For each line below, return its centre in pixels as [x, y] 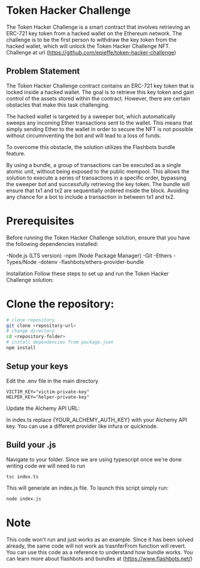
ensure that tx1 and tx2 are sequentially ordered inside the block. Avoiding [97, 190]
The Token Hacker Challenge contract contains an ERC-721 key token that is [100, 86]
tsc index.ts [22, 476]
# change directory [31, 331]
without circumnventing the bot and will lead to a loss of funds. [84, 135]
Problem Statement [43, 72]
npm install [21, 348]
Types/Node [22, 262]
